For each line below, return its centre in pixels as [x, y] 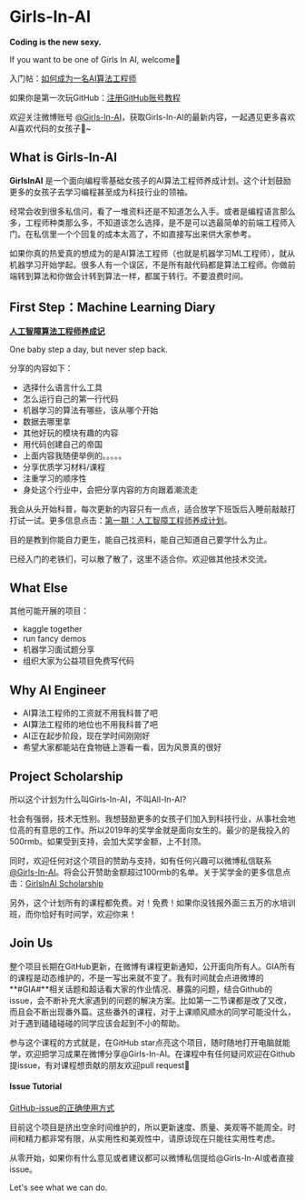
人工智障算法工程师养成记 [57, 331]
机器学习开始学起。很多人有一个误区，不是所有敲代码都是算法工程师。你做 [148, 265]
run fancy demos [54, 639]
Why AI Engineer [58, 690]
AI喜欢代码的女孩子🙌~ [50, 128]
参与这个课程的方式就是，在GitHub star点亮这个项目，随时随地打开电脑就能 [150, 1042]
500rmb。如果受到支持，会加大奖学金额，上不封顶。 [108, 841]
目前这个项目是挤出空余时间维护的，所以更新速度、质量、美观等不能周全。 [148, 1127]
